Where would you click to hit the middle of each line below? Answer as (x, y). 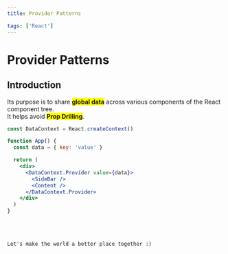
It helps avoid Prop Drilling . (46, 116)
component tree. (31, 109)
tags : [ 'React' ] (30, 26)
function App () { (32, 141)
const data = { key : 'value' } (58, 148)
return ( (26, 160)
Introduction (34, 85)
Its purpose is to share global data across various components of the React (114, 102)
